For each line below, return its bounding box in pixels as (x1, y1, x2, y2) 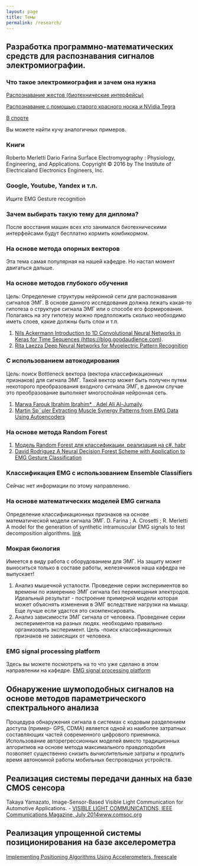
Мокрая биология (6, 544, 60, 552)
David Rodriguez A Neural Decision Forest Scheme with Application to (14, 448, 186, 455)
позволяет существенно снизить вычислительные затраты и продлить (6, 750, 185, 757)
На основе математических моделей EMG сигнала (6, 497, 161, 505)
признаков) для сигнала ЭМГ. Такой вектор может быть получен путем (6, 376, 187, 383)
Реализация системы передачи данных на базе (6, 773, 193, 784)
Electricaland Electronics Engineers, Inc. (6, 167, 105, 174)
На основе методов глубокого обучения (6, 279, 128, 288)
